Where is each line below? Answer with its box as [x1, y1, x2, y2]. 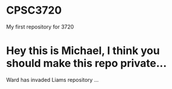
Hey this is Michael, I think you [6, 44, 160, 58]
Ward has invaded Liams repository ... [6, 76, 99, 83]
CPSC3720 [6, 4, 62, 17]
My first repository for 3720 [6, 23, 74, 30]
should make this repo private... [6, 57, 167, 70]
